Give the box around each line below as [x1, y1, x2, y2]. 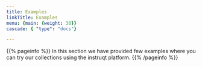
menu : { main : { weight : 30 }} [6, 20, 77, 26]
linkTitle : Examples [6, 14, 58, 21]
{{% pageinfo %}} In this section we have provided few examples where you [6, 48, 196, 55]
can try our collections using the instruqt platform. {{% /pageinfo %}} [6, 54, 178, 61]
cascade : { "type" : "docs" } [6, 25, 77, 32]
